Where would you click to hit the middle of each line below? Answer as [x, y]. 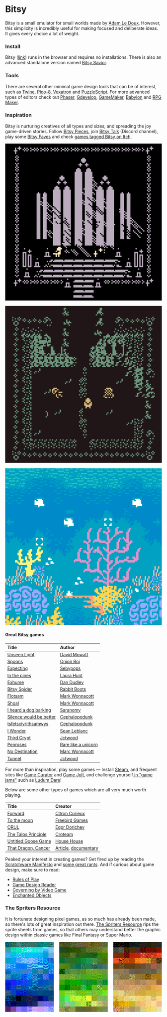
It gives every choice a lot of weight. [42, 33]
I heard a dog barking [29, 710]
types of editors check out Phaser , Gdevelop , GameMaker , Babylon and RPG [83, 97]
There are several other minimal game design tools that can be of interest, [81, 86]
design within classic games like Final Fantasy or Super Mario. [69, 935]
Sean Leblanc [74, 730]
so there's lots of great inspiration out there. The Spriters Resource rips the [82, 924]
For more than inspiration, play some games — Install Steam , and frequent [81, 770]
